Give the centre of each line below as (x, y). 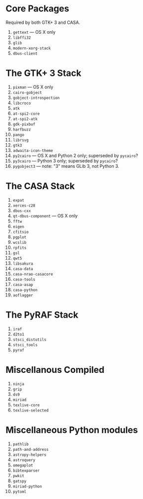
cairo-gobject (27, 92)
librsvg (21, 140)
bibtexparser (26, 470)
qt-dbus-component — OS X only (45, 215)
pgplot (20, 237)
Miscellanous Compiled (55, 370)
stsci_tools (25, 345)
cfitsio (21, 232)
